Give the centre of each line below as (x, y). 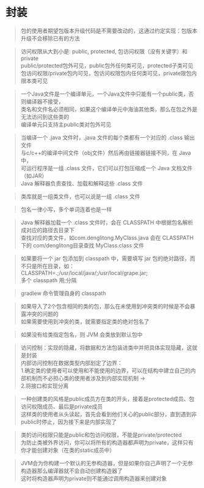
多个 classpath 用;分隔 (49, 280)
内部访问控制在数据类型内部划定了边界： (71, 362)
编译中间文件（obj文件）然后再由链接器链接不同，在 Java (119, 152)
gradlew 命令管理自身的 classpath (63, 293)
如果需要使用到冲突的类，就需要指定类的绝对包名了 (85, 321)
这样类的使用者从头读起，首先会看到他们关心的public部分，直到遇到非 (108, 414)
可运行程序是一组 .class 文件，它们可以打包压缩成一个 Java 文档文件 (107, 168)
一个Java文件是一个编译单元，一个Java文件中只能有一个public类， (104, 94)
